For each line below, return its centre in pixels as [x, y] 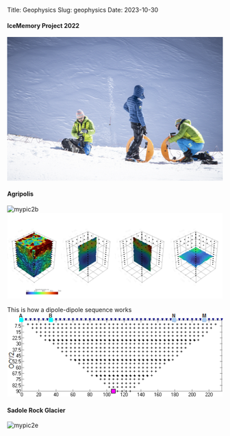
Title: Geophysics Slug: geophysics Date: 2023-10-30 [83, 10]
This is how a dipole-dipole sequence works [69, 310]
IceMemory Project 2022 [43, 25]
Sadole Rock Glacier [36, 410]
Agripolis [21, 194]
